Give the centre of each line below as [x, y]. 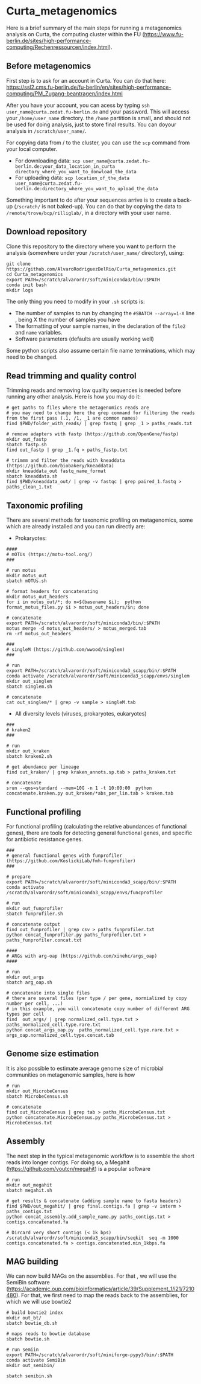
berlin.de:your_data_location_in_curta [65, 166]
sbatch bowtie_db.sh [32, 1324]
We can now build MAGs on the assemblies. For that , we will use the [91, 1276]
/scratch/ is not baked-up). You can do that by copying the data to [99, 206]
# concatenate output [33, 924]
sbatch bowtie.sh [28, 1339]
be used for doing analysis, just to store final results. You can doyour [91, 124]
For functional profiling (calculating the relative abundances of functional [97, 826]
